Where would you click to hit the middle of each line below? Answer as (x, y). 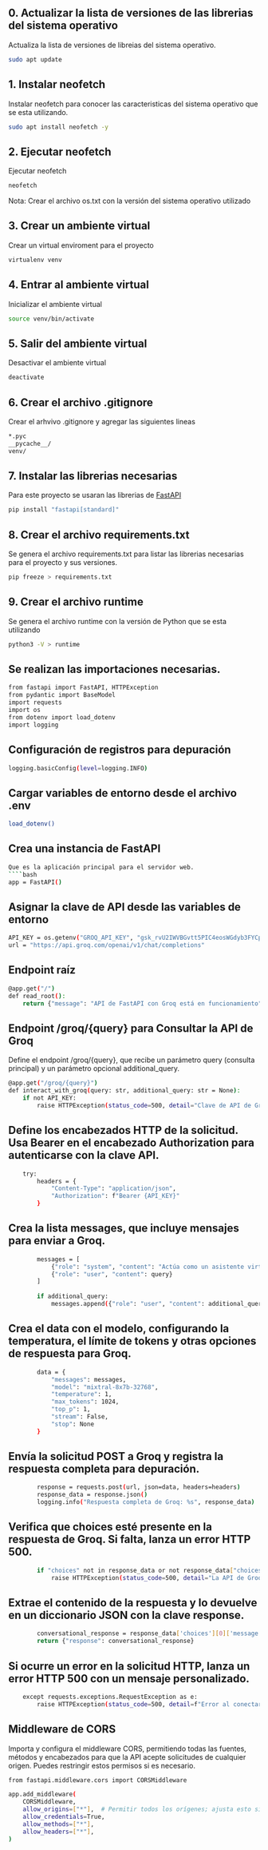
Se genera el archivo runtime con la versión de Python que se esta (118, 621)
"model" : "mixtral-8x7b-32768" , (104, 1387)
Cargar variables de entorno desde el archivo (123, 793)
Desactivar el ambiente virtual (57, 363)
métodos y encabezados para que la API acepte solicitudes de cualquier (127, 1757)
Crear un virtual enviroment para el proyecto (81, 245)
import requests (35, 702)
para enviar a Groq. (57, 1241)
